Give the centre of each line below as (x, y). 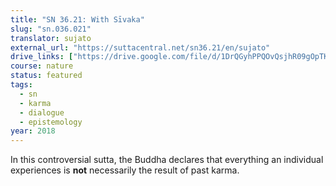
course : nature (42, 66)
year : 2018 (33, 131)
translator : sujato (51, 38)
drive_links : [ (42, 57)
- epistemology (51, 122)
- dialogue (42, 112)
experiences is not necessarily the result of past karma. (125, 170)
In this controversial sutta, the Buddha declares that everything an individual (167, 160)
